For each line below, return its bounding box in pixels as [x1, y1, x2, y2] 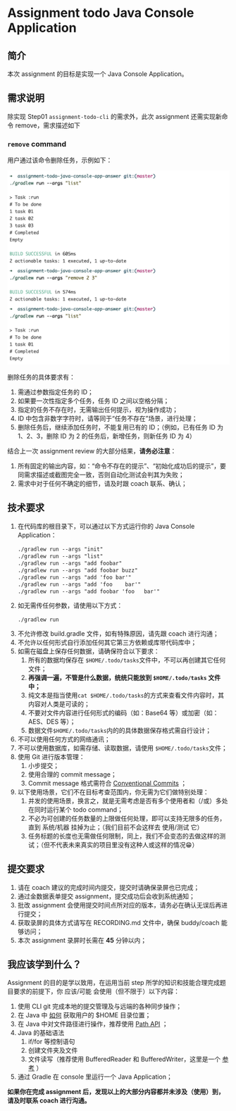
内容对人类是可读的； [27, 699, 90, 708]
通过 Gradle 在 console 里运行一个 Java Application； [17, 1072, 173, 1081]
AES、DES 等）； [27, 717, 76, 726]
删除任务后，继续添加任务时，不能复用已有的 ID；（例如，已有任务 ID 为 [17, 423, 224, 432]
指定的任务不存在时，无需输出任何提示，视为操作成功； [17, 406, 178, 414]
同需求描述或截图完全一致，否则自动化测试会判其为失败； [17, 470, 185, 479]
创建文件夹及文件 [27, 1046, 78, 1055]
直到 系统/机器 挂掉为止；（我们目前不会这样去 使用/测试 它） [27, 822, 204, 831]
